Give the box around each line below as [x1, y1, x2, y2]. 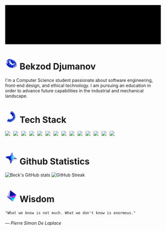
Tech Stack [19, 114, 67, 125]
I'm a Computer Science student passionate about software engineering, [5, 77, 153, 83]
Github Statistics [19, 155, 90, 167]
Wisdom [19, 193, 55, 204]
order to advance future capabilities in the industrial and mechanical [5, 87, 144, 93]
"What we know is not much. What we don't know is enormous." [5, 211, 136, 216]
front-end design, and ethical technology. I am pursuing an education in [5, 82, 151, 88]
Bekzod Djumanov [19, 61, 96, 72]
